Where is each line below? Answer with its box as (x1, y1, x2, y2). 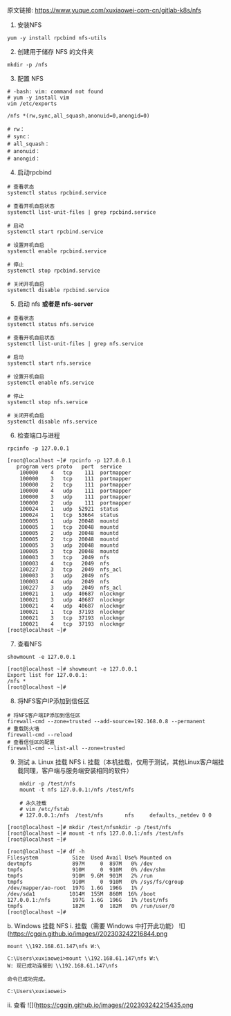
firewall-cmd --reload (7, 732, 73, 738)
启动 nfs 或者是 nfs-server (17, 300, 93, 308)
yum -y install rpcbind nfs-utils (7, 35, 107, 42)
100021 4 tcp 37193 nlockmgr (19, 621, 126, 628)
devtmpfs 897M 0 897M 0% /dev (7, 860, 154, 867)
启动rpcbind (17, 168, 52, 176)
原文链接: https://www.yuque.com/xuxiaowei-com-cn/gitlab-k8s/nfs (7, 6, 202, 14)
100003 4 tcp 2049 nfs (19, 560, 110, 567)
